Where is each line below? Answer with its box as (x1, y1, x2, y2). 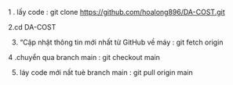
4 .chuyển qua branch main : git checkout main (8, 53, 161, 62)
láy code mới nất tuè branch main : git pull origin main (19, 68, 194, 77)
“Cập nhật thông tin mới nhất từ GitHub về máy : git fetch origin (19, 37, 224, 47)
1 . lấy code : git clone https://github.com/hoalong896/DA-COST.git (8, 8, 225, 16)
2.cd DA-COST (8, 23, 56, 31)
